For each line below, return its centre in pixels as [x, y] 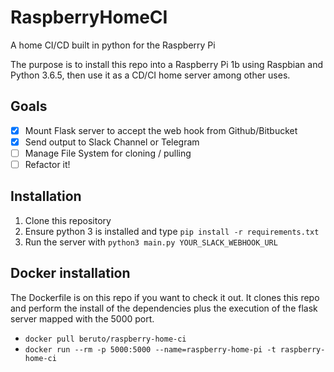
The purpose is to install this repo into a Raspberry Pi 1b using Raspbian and [167, 64]
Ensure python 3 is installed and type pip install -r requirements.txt [172, 231]
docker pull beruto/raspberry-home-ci [105, 339]
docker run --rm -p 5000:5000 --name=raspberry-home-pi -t [150, 349]
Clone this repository [68, 220]
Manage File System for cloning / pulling [108, 153]
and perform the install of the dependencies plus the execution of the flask [164, 308]
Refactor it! [47, 164]
